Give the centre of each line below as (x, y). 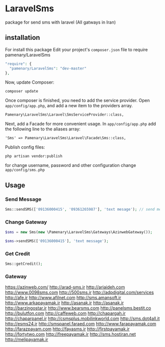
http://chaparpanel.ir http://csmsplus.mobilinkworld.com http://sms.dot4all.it (82, 318)
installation (23, 38)
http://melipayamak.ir (27, 340)
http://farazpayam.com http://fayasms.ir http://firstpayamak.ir (68, 329)
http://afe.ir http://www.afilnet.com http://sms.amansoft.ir (63, 298)
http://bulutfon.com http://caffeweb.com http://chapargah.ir (66, 314)
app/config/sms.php (25, 170)
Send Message (23, 199)
